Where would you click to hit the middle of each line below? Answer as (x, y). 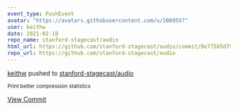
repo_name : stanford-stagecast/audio (63, 40)
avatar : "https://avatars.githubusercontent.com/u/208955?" (98, 20)
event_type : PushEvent (41, 14)
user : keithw (27, 27)
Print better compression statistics (49, 86)
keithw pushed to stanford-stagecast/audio (70, 73)
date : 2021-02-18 (33, 33)
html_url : (22, 47)
